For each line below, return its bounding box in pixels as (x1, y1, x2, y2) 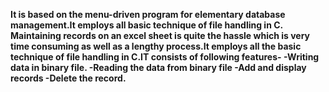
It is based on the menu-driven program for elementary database (10, 9, 286, 20)
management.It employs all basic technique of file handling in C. (10, 19, 283, 31)
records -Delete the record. (10, 72, 127, 84)
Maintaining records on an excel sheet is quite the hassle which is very (10, 30, 310, 41)
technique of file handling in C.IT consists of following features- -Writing (10, 51, 320, 63)
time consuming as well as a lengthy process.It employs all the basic (10, 40, 302, 52)
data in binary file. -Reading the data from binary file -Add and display (10, 62, 307, 73)
